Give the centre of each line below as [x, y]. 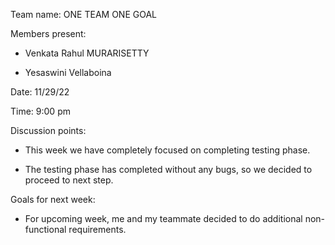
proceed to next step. [69, 180]
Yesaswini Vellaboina [68, 72]
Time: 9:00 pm [40, 111]
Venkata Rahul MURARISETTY [87, 53]
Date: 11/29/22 [40, 92]
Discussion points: [48, 130]
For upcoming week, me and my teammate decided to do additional [163, 218]
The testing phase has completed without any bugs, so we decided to [168, 169]
